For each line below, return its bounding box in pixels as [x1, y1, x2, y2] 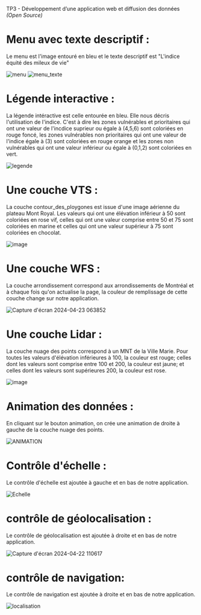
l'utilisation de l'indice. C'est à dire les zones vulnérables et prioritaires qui [6, 118, 191, 126]
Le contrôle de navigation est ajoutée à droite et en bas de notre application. [6, 591, 196, 598]
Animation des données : [6, 399, 134, 413]
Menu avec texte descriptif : [6, 33, 150, 47]
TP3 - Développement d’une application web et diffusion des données [6, 5, 180, 12]
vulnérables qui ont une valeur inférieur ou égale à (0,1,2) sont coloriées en [6, 144, 192, 151]
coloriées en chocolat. [6, 229, 61, 236]
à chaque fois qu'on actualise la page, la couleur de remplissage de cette [6, 288, 188, 295]
